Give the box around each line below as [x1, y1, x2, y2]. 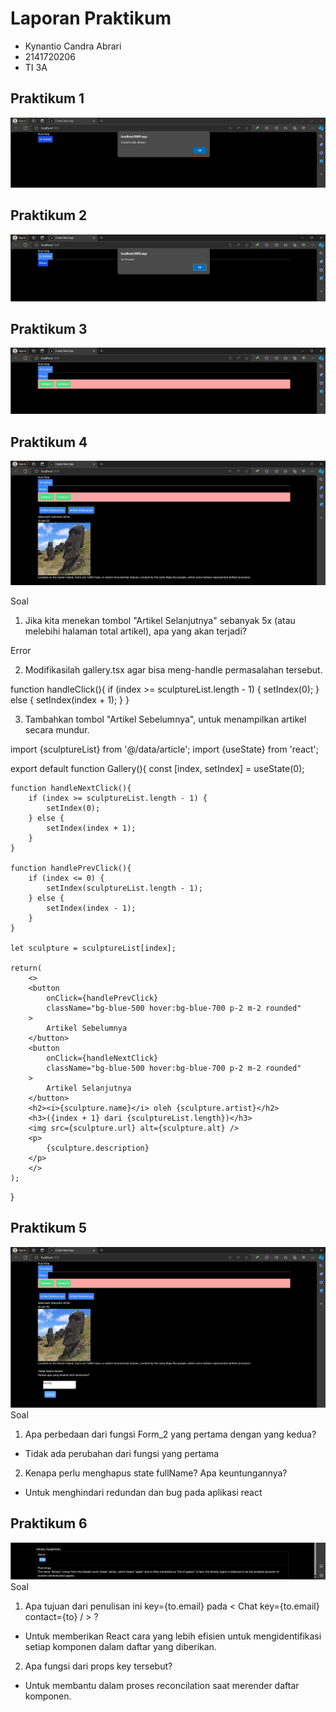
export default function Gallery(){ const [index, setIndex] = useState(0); [10, 762, 305, 774]
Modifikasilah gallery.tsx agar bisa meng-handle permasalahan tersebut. [24, 663, 323, 676]
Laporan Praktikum [10, 7, 172, 30]
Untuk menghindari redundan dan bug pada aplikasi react [24, 1487, 263, 1499]
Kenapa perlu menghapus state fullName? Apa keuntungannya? [24, 1467, 288, 1479]
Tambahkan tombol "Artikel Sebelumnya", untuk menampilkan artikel [24, 713, 307, 725]
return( [10, 963, 43, 973]
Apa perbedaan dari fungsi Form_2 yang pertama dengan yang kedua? [24, 1428, 317, 1441]
